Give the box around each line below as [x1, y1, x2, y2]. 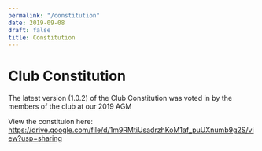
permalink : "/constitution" [8, 11, 101, 20]
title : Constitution [8, 33, 76, 42]
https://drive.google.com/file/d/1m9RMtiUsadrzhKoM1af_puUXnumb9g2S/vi [8, 125, 254, 134]
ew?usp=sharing [8, 134, 63, 143]
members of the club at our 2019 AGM [8, 101, 132, 111]
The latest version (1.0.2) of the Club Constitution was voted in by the [8, 94, 233, 103]
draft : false [8, 26, 51, 34]
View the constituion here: [8, 117, 93, 127]
